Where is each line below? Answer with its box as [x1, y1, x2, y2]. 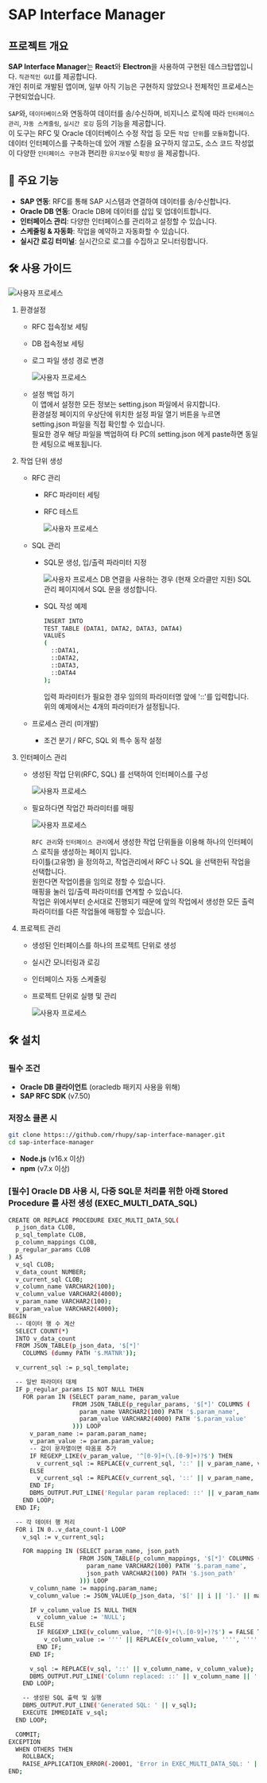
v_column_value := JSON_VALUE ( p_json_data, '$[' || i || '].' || [29, 1591, 250, 1600]
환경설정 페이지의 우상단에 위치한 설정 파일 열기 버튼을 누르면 [31, 409, 221, 418]
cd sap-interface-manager [8, 1139, 94, 1146]
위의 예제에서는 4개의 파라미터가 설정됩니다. [43, 702, 180, 711]
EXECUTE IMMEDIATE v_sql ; [22, 1709, 109, 1717]
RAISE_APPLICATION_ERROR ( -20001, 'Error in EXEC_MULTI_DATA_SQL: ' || [22, 1760, 261, 1768]
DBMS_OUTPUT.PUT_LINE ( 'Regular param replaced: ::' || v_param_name [29, 1489, 261, 1497]
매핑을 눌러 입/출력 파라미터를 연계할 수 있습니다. [31, 886, 183, 896]
